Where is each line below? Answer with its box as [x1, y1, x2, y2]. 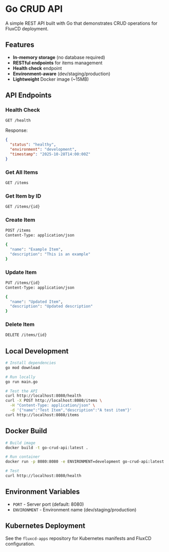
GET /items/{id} [5, 204, 40, 209]
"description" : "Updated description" [10, 304, 93, 309]
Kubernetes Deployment [5, 522, 86, 530]
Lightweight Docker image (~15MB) [12, 76, 89, 82]
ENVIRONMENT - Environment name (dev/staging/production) [12, 506, 137, 512]
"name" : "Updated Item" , [10, 299, 63, 304]
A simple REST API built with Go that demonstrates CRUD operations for [5, 20, 158, 26]
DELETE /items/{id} [5, 332, 47, 337]
